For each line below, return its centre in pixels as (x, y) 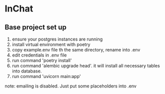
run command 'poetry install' (42, 60)
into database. (27, 71)
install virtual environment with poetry (51, 44)
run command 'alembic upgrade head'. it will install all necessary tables (86, 66)
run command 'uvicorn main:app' (46, 76)
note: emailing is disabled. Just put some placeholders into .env (71, 86)
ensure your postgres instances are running (57, 39)
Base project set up (35, 27)
